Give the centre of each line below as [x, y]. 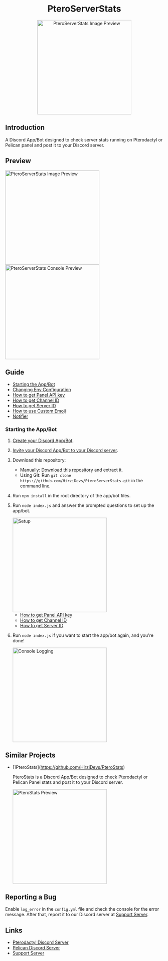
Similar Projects [31, 755]
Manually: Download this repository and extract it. [71, 470]
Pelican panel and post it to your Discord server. [55, 145]
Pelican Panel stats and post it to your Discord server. [68, 782]
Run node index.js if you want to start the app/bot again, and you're [83, 635]
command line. [35, 486]
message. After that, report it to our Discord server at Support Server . [77, 915]
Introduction [25, 128]
